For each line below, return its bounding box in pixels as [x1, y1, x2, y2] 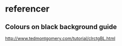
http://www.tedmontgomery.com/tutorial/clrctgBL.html [5, 35, 116, 41]
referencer [5, 3, 50, 15]
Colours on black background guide [5, 23, 117, 31]
